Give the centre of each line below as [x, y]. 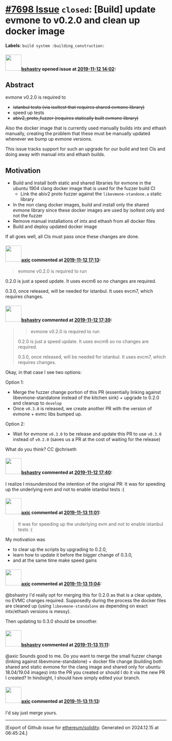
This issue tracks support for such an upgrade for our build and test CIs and [85, 149]
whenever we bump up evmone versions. [49, 139]
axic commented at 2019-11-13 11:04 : [61, 583]
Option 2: [15, 424]
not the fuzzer [28, 216]
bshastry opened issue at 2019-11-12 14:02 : [69, 69]
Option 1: [15, 382]
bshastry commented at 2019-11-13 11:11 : [66, 644]
